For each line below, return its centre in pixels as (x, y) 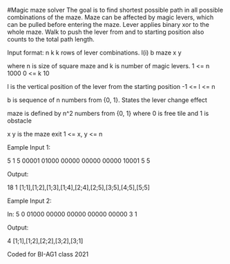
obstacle (20, 121)
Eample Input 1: (29, 147)
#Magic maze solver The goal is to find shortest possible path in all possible (115, 10)
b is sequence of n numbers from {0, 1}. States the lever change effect (107, 100)
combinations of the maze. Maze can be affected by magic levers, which (111, 17)
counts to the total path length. (51, 39)
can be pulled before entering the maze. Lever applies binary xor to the (108, 24)
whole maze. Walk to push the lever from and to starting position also (106, 32)
